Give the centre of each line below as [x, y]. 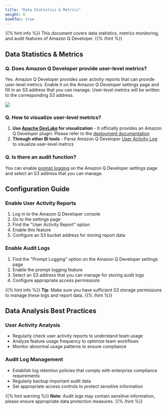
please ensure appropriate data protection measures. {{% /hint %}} [74, 401]
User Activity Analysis [33, 325]
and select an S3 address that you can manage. [54, 173]
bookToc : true [20, 19]
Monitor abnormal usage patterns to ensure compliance [69, 347]
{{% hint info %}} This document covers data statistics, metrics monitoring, [82, 33]
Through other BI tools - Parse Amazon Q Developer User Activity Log [85, 139]
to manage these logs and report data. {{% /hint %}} [59, 295]
